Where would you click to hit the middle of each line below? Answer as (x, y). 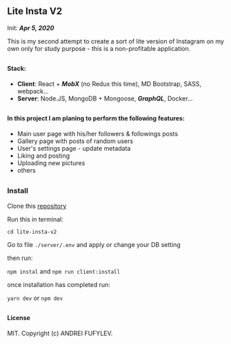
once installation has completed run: (59, 284)
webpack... (33, 91)
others (26, 170)
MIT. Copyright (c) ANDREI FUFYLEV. (60, 333)
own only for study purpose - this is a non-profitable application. (99, 48)
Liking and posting (43, 155)
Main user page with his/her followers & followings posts (97, 133)
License (19, 318)
